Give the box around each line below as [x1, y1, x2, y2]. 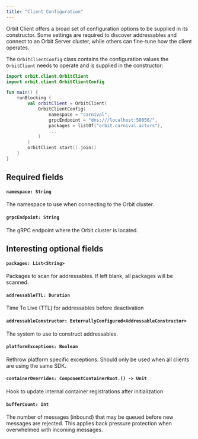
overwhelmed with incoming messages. [6, 426, 103, 434]
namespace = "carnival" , [48, 111, 110, 118]
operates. [6, 44, 30, 51]
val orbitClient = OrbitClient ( [27, 100, 108, 107]
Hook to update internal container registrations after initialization [6, 387, 164, 395]
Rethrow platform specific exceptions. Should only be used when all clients [6, 356, 190, 363]
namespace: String [6, 188, 52, 195]
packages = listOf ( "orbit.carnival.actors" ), [48, 122, 163, 128]
